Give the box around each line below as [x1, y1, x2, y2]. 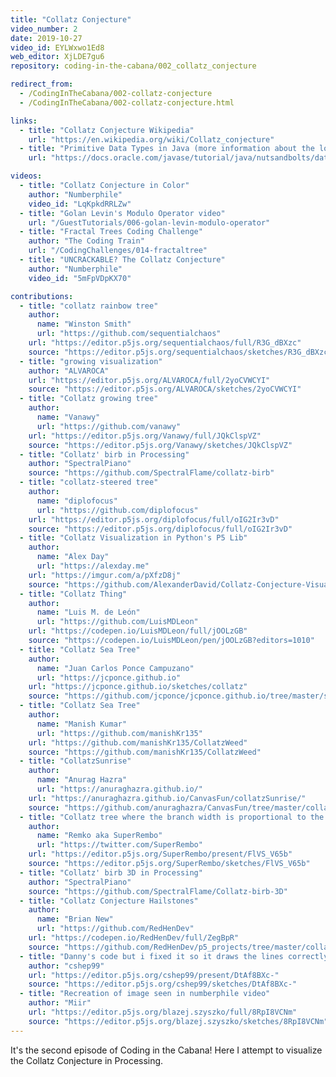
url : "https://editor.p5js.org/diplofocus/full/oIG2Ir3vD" [28, 514, 280, 525]
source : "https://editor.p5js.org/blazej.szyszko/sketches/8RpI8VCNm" [28, 1016, 329, 1026]
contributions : [10, 291, 74, 301]
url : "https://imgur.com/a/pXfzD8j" [28, 570, 182, 580]
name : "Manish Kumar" [36, 719, 128, 729]
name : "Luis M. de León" [36, 607, 141, 618]
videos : [10, 171, 43, 181]
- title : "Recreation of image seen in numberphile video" [19, 989, 271, 999]
